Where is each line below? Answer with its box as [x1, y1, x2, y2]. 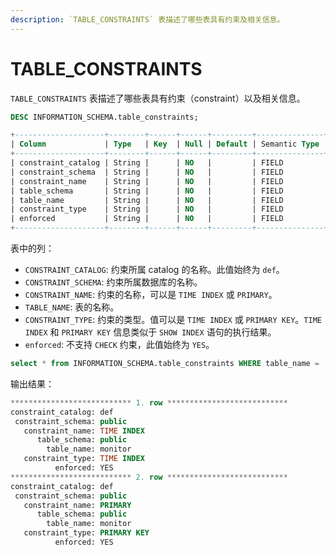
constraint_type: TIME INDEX [23, 454, 145, 464]
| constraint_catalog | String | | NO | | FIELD [10, 158, 284, 168]
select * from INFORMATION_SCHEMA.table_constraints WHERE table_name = [10, 359, 320, 369]
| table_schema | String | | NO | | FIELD [10, 186, 284, 196]
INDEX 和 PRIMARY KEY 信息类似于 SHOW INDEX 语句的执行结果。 [24, 326, 277, 338]
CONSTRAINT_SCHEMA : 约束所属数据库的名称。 [24, 276, 203, 288]
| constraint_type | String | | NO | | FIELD [10, 204, 284, 215]
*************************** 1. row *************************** [10, 397, 288, 408]
